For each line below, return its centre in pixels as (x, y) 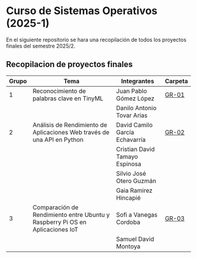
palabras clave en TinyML (68, 98)
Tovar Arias (132, 115)
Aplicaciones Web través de (71, 132)
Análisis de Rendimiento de (70, 125)
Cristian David (136, 149)
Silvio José (131, 173)
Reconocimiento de (59, 91)
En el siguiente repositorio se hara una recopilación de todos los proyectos (96, 39)
